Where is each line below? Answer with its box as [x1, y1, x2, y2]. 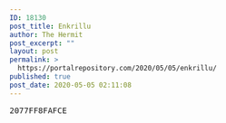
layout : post [9, 47, 59, 56]
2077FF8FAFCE [9, 105, 68, 116]
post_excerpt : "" [9, 38, 75, 48]
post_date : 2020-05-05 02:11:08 [9, 80, 132, 90]
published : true [9, 72, 71, 81]
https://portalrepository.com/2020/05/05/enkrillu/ [17, 64, 218, 73]
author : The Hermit [9, 30, 84, 39]
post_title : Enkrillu [9, 22, 92, 31]
